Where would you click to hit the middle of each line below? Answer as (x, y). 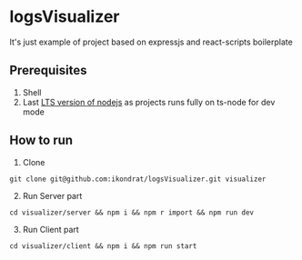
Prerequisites (48, 70)
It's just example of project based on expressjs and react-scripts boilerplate (151, 42)
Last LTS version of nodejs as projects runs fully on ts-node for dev (149, 102)
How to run (41, 140)
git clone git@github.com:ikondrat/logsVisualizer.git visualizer (138, 179)
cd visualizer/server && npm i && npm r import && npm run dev (132, 212)
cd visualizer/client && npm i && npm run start (103, 246)
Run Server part (52, 195)
